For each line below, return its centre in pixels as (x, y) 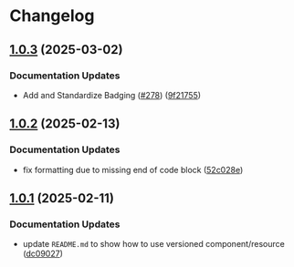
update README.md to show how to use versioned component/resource (153, 244)
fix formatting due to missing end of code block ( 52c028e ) (133, 169)
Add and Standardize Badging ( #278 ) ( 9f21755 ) (112, 95)
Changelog (52, 16)
